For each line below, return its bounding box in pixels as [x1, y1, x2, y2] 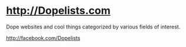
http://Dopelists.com [6, 4, 111, 17]
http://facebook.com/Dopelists [6, 34, 81, 41]
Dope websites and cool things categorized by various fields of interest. [6, 23, 181, 30]
